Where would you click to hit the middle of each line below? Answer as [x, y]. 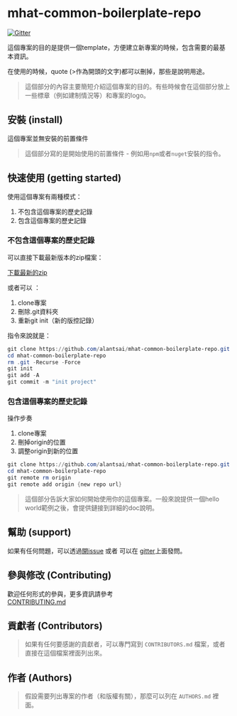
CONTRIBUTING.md [37, 602]
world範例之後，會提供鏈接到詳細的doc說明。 [91, 508]
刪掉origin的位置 [42, 443]
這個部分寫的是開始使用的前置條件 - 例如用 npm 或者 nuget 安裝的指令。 [125, 153]
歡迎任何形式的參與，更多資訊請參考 [60, 594]
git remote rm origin [39, 478]
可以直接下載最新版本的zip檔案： [55, 257]
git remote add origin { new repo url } [65, 484]
